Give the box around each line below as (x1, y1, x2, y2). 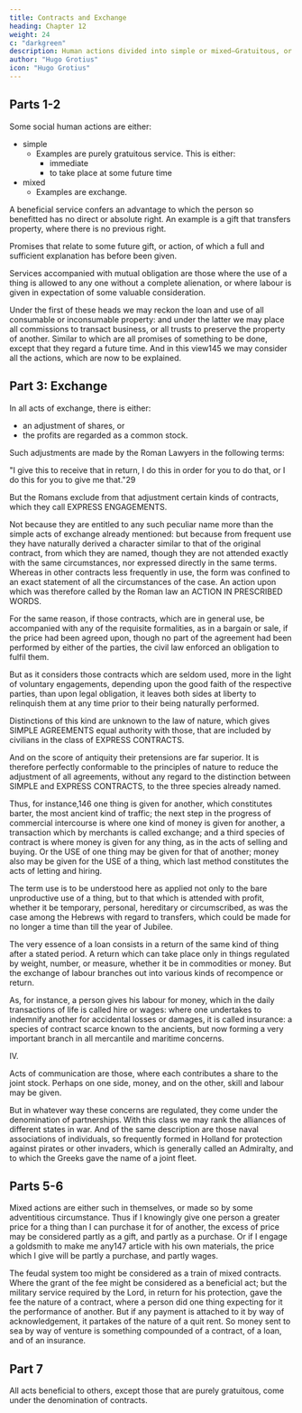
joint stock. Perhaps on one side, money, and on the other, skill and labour (9, 1077, 284, 1088)
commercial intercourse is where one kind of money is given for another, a (9, 817, 286, 828)
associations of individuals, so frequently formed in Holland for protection (9, 1133, 283, 1144)
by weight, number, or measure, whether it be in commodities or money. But (9, 958, 291, 969)
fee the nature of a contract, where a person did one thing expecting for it (9, 1297, 283, 1307)
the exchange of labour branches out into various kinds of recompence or (9, 967, 284, 978)
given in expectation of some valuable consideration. (9, 286, 206, 298)
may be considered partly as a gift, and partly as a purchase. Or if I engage (9, 1232, 288, 1242)
